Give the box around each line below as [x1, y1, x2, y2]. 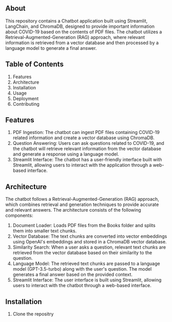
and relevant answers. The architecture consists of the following [5, 207, 141, 213]
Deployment [12, 95, 39, 102]
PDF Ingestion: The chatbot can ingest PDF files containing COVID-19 [12, 129, 160, 136]
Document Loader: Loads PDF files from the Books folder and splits [12, 222, 156, 229]
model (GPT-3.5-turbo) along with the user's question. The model [12, 266, 152, 272]
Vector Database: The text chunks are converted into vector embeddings [12, 233, 167, 239]
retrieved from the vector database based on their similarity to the [12, 250, 152, 256]
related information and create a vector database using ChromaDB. [12, 135, 155, 141]
